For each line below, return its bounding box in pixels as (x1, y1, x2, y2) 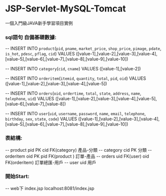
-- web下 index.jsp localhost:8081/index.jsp (5, 185, 95, 191)
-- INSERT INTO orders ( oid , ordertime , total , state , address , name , (5, 90, 142, 96)
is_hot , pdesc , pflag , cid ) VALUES (5, 51, 75, 57)
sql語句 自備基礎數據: (5, 33, 57, 40)
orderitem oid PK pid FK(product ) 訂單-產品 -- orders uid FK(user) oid (5, 153, 150, 159)
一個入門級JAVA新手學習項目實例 (5, 20, 73, 26)
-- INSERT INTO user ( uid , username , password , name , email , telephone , (5, 111, 146, 117)
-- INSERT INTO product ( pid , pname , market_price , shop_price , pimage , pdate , (5, 45, 162, 51)
